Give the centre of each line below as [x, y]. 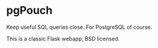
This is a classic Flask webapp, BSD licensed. [63, 38]
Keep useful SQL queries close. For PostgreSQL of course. [79, 27]
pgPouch [29, 10]
